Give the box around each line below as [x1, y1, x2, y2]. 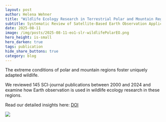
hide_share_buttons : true [5, 49, 58, 54]
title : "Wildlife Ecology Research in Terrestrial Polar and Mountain [5, 16, 154, 21]
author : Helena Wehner [5, 12, 52, 17]
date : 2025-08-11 [5, 26, 41, 31]
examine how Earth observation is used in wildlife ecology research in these [5, 87, 160, 93]
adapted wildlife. [5, 72, 39, 78]
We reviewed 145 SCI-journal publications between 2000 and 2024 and [5, 82, 151, 88]
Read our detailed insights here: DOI [5, 102, 79, 108]
